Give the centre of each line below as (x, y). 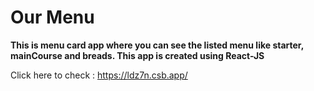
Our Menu (52, 17)
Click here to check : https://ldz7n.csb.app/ (99, 75)
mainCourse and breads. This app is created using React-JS (137, 55)
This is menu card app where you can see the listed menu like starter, (157, 45)
